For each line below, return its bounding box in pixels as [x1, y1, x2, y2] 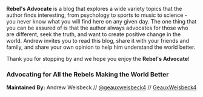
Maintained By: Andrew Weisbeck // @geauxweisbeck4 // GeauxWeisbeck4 [6, 84, 197, 91]
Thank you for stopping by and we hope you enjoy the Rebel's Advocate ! [6, 55, 190, 62]
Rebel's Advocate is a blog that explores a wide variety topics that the [6, 5, 182, 12]
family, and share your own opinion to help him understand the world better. [6, 43, 196, 51]
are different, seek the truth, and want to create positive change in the [6, 31, 181, 38]
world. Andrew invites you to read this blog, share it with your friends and [6, 37, 190, 44]
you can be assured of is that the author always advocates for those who [6, 24, 188, 31]
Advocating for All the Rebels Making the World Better [6, 70, 169, 78]
